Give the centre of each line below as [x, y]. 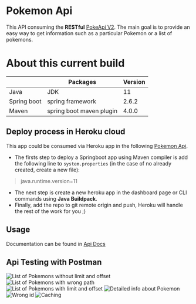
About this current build [65, 63]
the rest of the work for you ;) [50, 211]
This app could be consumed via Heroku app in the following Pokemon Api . [97, 146]
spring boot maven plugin [82, 111]
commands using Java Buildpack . [56, 198]
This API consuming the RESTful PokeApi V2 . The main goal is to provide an [98, 27]
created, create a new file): [47, 170]
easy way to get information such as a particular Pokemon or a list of [89, 33]
